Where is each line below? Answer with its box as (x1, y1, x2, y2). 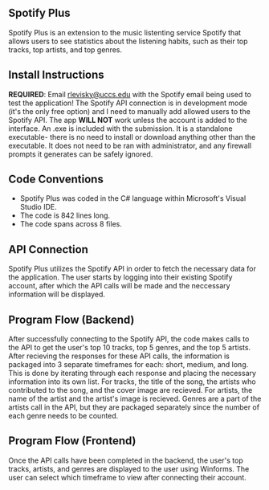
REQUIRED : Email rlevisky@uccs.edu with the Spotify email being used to (8, 89, 251, 99)
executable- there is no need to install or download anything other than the (8, 132, 256, 141)
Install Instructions (8, 68, 104, 82)
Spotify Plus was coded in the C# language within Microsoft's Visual (19, 194, 247, 203)
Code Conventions (8, 173, 104, 186)
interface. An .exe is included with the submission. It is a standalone (8, 124, 233, 133)
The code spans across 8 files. (19, 219, 122, 229)
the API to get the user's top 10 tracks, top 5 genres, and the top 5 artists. (8, 343, 251, 353)
